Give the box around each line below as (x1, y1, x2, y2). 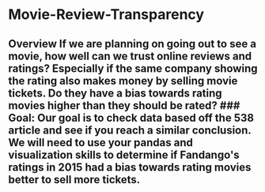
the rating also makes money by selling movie (8, 73, 238, 88)
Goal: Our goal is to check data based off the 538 (8, 111, 255, 124)
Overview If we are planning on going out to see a (8, 37, 257, 51)
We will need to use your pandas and (8, 136, 194, 149)
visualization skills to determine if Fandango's (8, 148, 240, 161)
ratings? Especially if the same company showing (8, 62, 258, 75)
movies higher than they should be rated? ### (8, 99, 240, 112)
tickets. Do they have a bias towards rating (8, 86, 223, 100)
